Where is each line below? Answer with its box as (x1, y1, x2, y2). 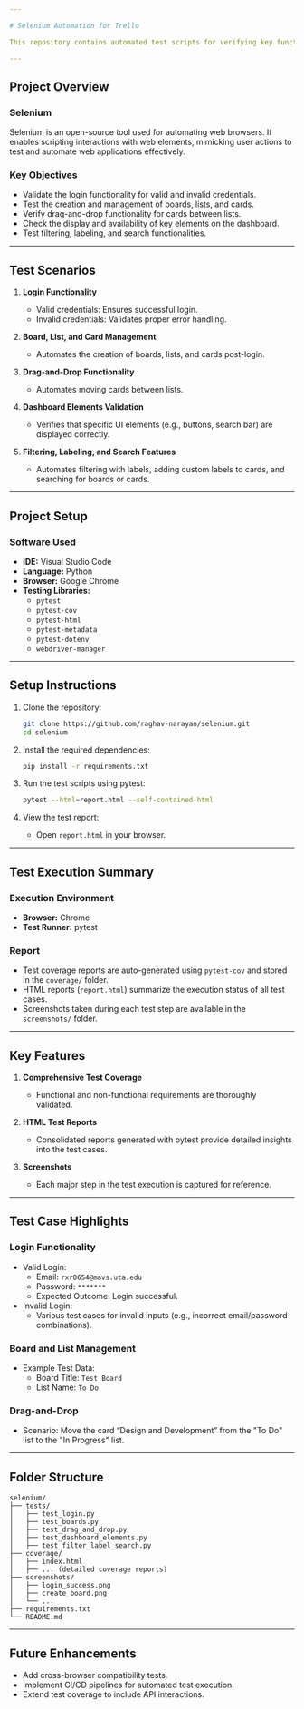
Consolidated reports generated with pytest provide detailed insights (35, 1134, 292, 1145)
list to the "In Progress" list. (22, 1434, 125, 1446)
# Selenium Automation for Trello (9, 21, 140, 30)
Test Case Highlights (9, 1214, 129, 1229)
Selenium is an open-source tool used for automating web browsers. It (9, 127, 272, 138)
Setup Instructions (9, 677, 117, 694)
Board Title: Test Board (35, 1373, 122, 1384)
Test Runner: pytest (22, 921, 98, 932)
